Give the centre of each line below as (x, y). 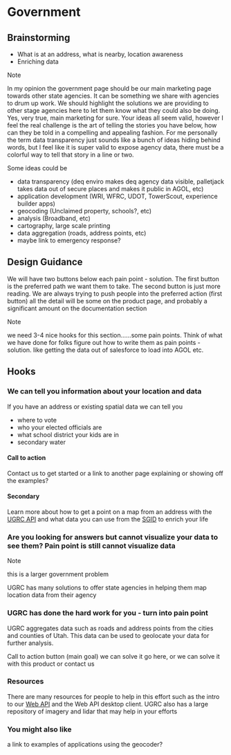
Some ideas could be (37, 168)
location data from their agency (52, 595)
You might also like (39, 729)
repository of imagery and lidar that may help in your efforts (92, 711)
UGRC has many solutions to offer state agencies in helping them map (107, 588)
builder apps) (36, 204)
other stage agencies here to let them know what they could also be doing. (114, 110)
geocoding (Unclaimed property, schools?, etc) (84, 211)
